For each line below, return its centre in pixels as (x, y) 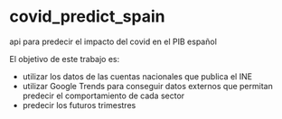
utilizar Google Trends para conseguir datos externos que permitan (147, 86)
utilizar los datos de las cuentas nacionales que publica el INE (137, 76)
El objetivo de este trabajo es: (65, 59)
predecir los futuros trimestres (79, 105)
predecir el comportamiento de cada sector (103, 96)
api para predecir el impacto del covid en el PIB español (113, 41)
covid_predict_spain (87, 17)
